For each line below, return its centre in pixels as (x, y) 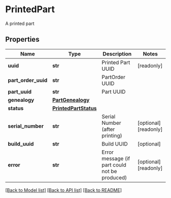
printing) (112, 135)
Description (117, 53)
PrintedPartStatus (75, 108)
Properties (22, 39)
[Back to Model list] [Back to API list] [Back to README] (64, 190)
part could (114, 165)
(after (108, 129)
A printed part (20, 23)
